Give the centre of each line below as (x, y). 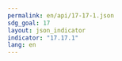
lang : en (22, 45)
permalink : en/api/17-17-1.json (61, 15)
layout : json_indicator (47, 30)
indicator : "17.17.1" (43, 38)
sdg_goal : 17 (29, 23)
